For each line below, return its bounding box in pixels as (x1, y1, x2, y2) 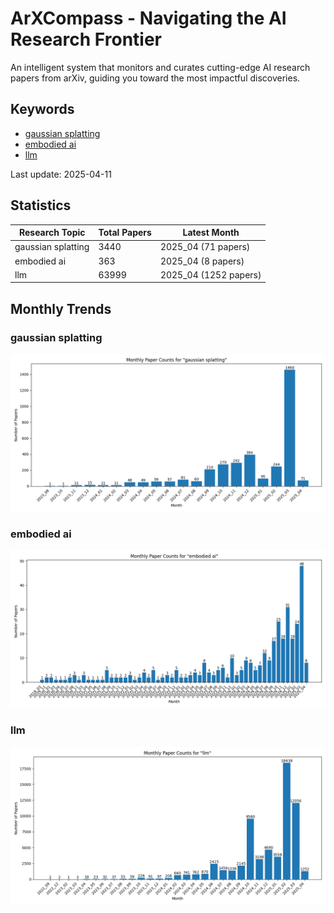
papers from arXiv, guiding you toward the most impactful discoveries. (10, 72, 301, 84)
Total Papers (98, 227, 152, 239)
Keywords (10, 101, 75, 118)
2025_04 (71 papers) (159, 241, 251, 253)
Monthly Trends (10, 300, 112, 317)
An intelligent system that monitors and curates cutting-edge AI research (10, 61, 311, 73)
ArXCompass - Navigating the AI (10, 7, 287, 30)
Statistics (10, 197, 72, 214)
